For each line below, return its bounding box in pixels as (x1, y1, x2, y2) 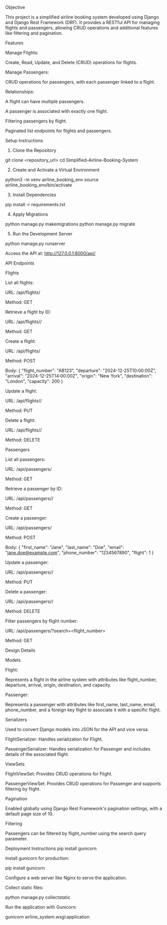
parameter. (5, 836, 28, 841)
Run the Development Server (12, 231, 73, 236)
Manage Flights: (5, 50, 39, 55)
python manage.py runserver (5, 240, 65, 246)
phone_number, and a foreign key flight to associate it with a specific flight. (5, 707, 161, 713)
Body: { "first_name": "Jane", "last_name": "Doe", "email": (5, 544, 124, 550)
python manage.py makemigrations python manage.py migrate (5, 221, 135, 227)
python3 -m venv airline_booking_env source (5, 176, 99, 182)
